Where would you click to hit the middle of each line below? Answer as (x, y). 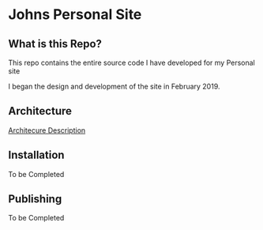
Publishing (35, 199)
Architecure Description (47, 130)
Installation (36, 155)
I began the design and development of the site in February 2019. (114, 86)
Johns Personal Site (75, 15)
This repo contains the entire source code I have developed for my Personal (131, 62)
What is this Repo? (55, 44)
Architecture (40, 111)
